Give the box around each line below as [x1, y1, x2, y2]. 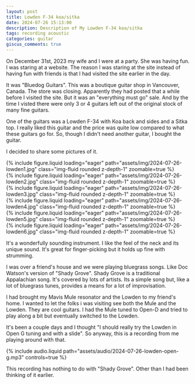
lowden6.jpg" [6, 228, 39, 235]
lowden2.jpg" [6, 178, 39, 185]
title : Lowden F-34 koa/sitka [6, 14, 80, 20]
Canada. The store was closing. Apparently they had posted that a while [6, 88, 180, 95]
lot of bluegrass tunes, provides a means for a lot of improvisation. [6, 282, 166, 289]
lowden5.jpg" [6, 215, 38, 222]
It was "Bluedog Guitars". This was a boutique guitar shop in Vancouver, [6, 81, 180, 88]
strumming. [6, 252, 34, 259]
